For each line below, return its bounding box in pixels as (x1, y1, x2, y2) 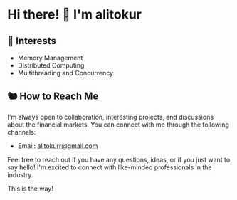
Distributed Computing (17, 61, 85, 70)
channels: (7, 127, 36, 136)
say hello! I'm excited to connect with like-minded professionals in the (7, 163, 212, 172)
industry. (7, 170, 33, 179)
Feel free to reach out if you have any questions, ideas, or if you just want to (7, 155, 231, 164)
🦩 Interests (7, 35, 57, 47)
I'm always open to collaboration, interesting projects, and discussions (7, 112, 214, 121)
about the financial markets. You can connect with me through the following (7, 120, 230, 129)
